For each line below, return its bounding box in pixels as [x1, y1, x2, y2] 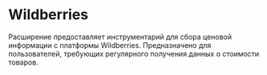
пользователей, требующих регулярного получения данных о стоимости [8, 49, 260, 58]
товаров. [8, 57, 38, 67]
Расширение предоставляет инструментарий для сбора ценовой [8, 32, 233, 41]
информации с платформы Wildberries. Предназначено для [8, 40, 212, 49]
